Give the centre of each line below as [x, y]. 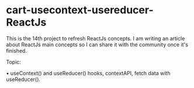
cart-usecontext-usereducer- [80, 10]
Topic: [14, 62]
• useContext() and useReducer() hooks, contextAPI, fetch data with [88, 73]
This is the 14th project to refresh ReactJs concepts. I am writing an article [96, 38]
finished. [17, 50]
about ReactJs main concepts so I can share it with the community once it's [97, 45]
